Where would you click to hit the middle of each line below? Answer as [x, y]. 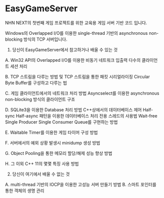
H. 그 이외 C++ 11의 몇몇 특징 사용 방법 [42, 163]
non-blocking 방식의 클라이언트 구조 [40, 99]
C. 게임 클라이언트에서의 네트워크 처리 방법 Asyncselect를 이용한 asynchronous [82, 93]
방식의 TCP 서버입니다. [46, 39]
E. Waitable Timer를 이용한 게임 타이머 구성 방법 [51, 132]
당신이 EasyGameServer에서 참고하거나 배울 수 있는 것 [65, 49]
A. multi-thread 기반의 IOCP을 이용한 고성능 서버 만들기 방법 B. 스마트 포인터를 [81, 184]
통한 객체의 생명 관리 [25, 190]
